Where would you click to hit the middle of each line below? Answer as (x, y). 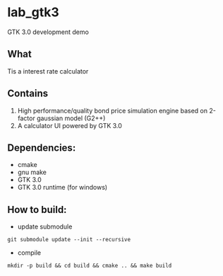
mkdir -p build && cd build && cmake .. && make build (90, 266)
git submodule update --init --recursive (69, 240)
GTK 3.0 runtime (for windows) (62, 188)
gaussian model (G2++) (71, 118)
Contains (28, 94)
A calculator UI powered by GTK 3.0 (70, 125)
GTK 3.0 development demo (48, 32)
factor (26, 118)
